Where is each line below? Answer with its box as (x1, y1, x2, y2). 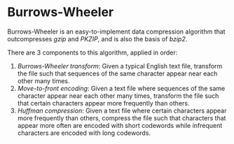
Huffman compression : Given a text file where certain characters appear (17, 106, 227, 115)
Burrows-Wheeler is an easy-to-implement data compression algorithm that (7, 27, 226, 36)
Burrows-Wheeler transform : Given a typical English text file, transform (17, 62, 223, 70)
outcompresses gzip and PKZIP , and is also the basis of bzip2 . (7, 34, 188, 43)
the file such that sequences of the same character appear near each (17, 69, 218, 78)
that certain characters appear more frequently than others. (17, 99, 190, 107)
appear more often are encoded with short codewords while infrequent (17, 121, 223, 129)
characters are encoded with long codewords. (17, 129, 151, 137)
